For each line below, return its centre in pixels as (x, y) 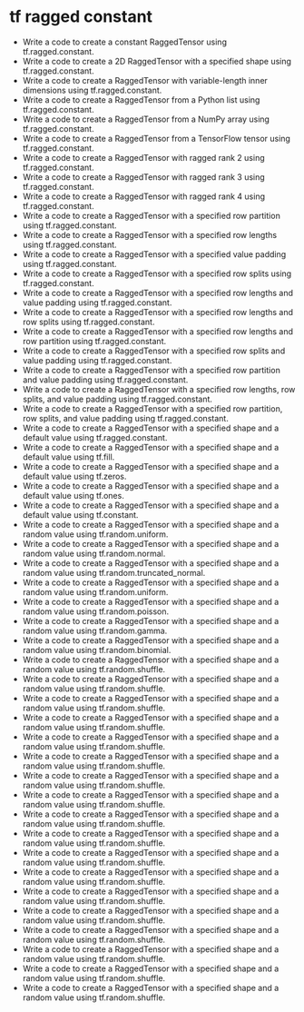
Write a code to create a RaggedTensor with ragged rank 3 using (143, 177)
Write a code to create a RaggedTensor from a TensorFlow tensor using (156, 138)
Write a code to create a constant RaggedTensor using (124, 42)
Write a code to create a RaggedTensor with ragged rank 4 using (144, 196)
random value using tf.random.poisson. (96, 611)
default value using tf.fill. (69, 457)
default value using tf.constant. (80, 514)
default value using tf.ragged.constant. (95, 437)
